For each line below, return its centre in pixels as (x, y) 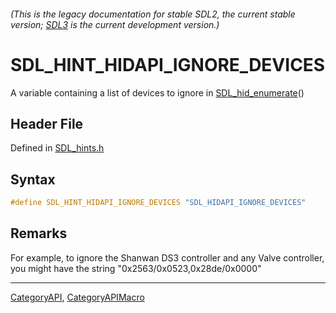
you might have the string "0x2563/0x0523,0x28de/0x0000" (136, 268)
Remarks (39, 233)
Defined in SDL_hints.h (57, 148)
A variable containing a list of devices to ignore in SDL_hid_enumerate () (157, 92)
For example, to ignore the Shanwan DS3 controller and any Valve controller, (167, 257)
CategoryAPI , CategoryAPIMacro (77, 297)
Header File (47, 123)
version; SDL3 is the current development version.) (115, 24)
